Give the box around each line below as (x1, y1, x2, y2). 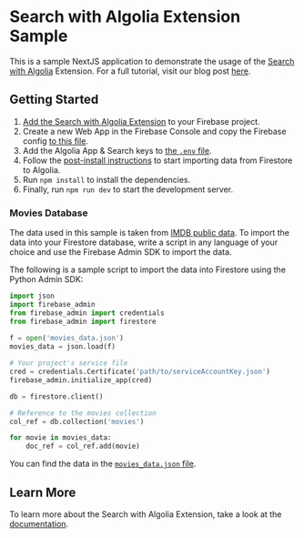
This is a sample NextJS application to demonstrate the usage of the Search (9, 56, 295, 66)
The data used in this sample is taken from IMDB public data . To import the (9, 228, 289, 239)
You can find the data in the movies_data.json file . (9, 458, 197, 470)
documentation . (9, 518, 69, 529)
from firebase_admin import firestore (9, 317, 157, 326)
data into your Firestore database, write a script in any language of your (9, 237, 279, 248)
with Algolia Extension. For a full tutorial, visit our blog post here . (9, 66, 251, 76)
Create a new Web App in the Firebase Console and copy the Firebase (22, 126, 287, 137)
